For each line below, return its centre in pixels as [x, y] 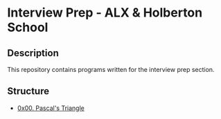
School [28, 27]
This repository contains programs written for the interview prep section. [111, 70]
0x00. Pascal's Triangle [51, 108]
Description [33, 53]
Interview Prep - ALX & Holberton [105, 13]
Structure [28, 91]
